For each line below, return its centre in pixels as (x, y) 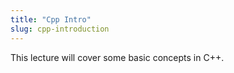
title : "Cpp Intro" (51, 19)
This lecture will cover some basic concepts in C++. (117, 57)
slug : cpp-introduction (60, 29)
